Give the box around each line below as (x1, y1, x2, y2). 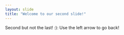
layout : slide (5, 7, 34, 12)
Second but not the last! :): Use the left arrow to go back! (5, 24, 120, 30)
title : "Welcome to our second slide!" (5, 12, 86, 16)
